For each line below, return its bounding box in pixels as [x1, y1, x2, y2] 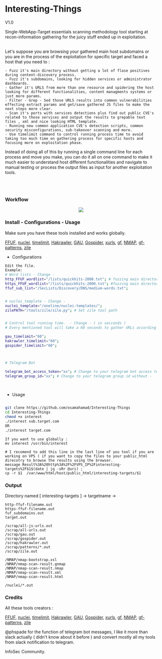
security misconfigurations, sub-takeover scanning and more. [5, 128, 133, 132]
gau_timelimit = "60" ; [5, 334, 47, 339]
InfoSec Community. [5, 649, 46, 655]
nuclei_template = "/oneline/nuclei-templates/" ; [5, 303, 103, 308]
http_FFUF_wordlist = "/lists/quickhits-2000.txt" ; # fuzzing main [5, 277, 139, 282]
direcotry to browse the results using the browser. [5, 458, 113, 463]
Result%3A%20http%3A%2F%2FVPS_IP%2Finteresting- [22, 462, 122, 467]
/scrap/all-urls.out [5, 528, 47, 532]
